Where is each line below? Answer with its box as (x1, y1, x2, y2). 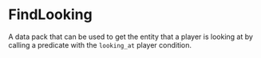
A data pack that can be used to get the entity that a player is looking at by (8, 32, 254, 41)
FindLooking (8, 6, 93, 24)
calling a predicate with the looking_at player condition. (8, 40, 192, 49)
